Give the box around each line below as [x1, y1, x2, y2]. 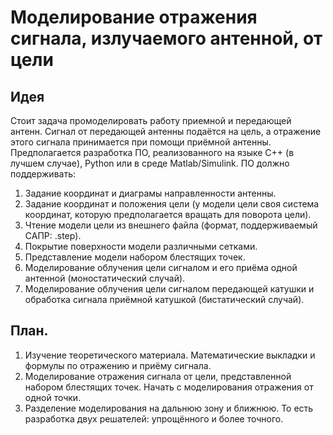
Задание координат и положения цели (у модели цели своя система [24, 198, 320, 210]
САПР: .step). [24, 230, 82, 241]
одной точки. [24, 391, 82, 403]
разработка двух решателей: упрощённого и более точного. [24, 412, 284, 425]
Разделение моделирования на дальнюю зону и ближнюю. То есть [24, 402, 314, 414]
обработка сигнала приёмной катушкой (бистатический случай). [24, 294, 305, 305]
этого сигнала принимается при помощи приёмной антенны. [10, 136, 272, 148]
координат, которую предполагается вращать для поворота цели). [24, 209, 312, 220]
